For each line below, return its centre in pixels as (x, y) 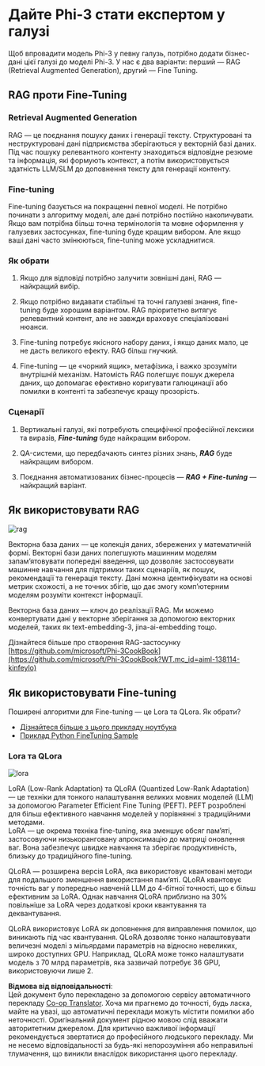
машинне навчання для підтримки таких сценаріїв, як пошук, (112, 570)
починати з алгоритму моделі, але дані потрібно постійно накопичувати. (131, 215)
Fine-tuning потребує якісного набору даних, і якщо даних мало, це (134, 342)
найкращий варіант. (53, 485)
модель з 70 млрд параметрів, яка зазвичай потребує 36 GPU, (114, 963)
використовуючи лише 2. (51, 971)
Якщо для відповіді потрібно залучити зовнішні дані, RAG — (120, 278)
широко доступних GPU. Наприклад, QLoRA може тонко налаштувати (126, 954)
